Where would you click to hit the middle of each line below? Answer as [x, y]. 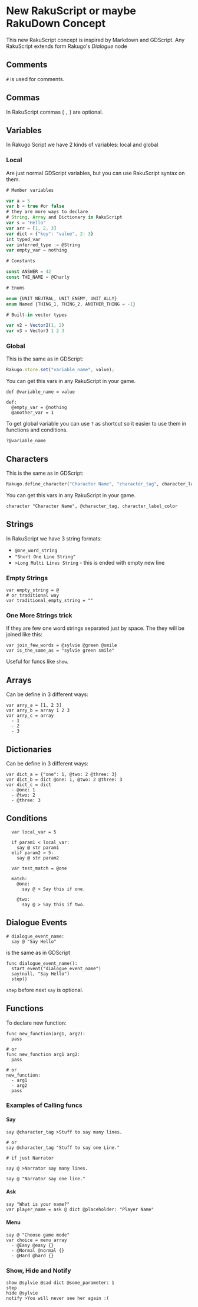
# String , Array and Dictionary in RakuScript [64, 217]
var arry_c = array [30, 716]
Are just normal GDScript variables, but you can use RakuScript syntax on [95, 173]
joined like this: [24, 635]
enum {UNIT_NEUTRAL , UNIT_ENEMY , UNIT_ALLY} [62, 298]
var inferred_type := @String [43, 245]
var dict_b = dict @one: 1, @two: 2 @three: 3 [64, 780]
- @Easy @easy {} [33, 1245]
